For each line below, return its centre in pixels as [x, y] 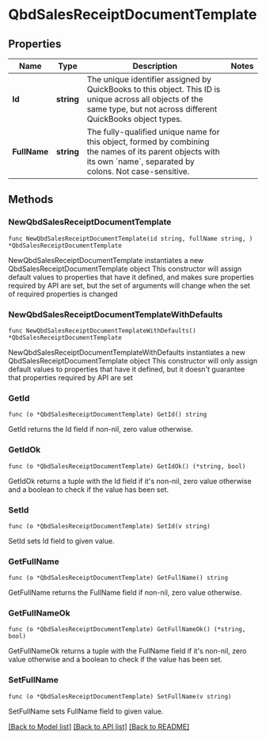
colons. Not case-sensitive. [138, 171]
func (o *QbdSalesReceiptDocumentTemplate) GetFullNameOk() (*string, [127, 630]
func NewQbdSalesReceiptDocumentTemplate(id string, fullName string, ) [131, 238]
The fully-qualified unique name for [153, 132]
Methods [31, 200]
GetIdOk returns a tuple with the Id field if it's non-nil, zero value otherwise [130, 481]
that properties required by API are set [70, 377]
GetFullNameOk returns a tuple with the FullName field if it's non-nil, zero [127, 651]
